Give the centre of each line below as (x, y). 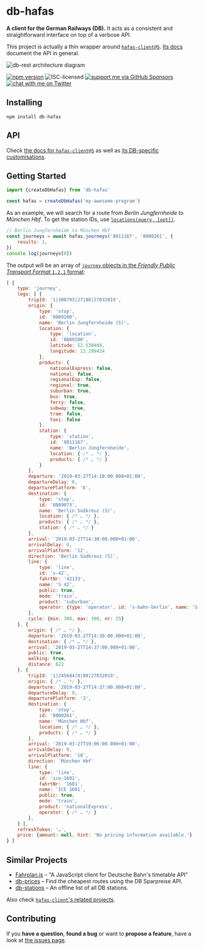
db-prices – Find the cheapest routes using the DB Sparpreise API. (99, 881)
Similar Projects (37, 860)
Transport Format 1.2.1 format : (46, 271)
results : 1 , (32, 242)
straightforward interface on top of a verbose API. (69, 34)
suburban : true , (70, 391)
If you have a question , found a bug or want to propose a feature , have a (99, 933)
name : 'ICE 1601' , (62, 790)
